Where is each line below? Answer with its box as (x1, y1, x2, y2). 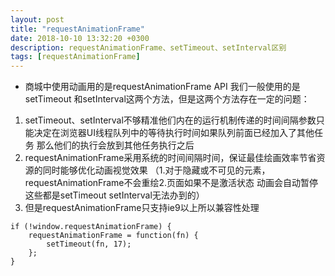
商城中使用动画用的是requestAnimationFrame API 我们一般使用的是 (24, 81, 301, 93)
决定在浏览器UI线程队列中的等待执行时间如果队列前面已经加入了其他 (33, 127, 315, 139)
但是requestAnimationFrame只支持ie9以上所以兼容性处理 (24, 202, 260, 214)
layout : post (10, 14, 65, 25)
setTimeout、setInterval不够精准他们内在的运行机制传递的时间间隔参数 (24, 114, 317, 126)
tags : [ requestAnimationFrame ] (10, 52, 141, 62)
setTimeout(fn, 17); (46, 239, 132, 250)
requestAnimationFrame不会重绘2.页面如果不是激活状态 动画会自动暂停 (24, 177, 318, 189)
